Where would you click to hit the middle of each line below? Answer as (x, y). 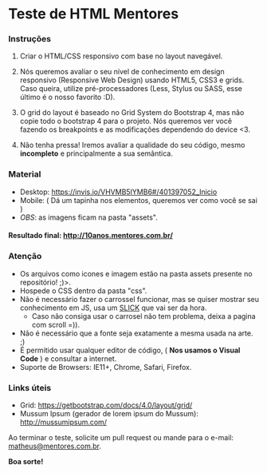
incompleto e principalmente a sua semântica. (96, 153)
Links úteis (30, 388)
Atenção (25, 256)
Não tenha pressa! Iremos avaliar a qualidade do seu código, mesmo (132, 145)
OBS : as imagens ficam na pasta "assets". (88, 217)
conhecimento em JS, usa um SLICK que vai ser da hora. (113, 308)
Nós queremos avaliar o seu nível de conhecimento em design (122, 72)
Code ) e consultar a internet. (68, 358)
